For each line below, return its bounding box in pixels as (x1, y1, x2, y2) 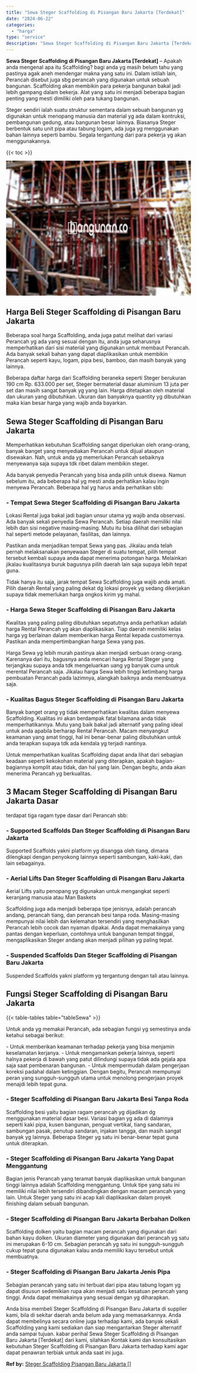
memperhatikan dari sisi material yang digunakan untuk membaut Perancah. (6, 344, 191, 351)
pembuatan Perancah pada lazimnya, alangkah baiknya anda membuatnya (6, 674, 186, 681)
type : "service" (6, 34, 46, 41)
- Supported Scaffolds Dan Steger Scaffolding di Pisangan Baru (6, 827, 191, 835)
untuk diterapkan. (6, 1139, 49, 1147)
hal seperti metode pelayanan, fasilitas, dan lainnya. (6, 531, 131, 538)
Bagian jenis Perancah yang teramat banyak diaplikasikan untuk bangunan (6, 1175, 186, 1182)
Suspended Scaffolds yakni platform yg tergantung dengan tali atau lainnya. (6, 972, 189, 979)
